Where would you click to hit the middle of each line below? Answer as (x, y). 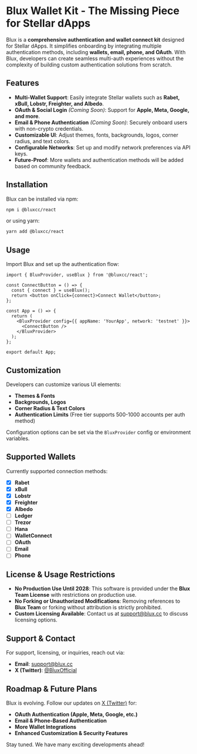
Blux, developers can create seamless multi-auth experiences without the (95, 58)
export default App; (31, 352)
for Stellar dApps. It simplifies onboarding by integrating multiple (84, 46)
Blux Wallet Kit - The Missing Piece (93, 11)
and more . (27, 116)
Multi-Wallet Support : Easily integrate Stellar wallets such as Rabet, (97, 97)
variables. (18, 438)
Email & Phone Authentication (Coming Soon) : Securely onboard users (101, 122)
